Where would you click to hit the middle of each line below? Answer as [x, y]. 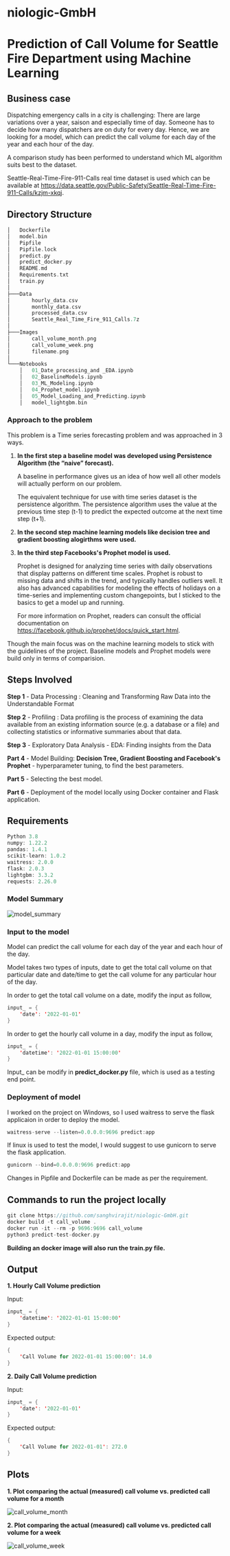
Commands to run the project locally [87, 1200]
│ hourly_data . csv [43, 300]
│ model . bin [27, 236]
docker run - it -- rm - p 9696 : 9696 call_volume [75, 1228]
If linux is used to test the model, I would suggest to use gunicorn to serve [112, 1145]
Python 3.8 [23, 837]
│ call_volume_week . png [50, 345]
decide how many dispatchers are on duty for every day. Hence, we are [108, 130]
